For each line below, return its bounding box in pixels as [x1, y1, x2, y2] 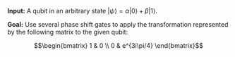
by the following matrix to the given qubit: [7, 28, 128, 36]
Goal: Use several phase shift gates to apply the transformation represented [7, 20, 229, 28]
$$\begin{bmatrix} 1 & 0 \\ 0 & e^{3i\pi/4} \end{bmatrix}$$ [34, 42, 203, 49]
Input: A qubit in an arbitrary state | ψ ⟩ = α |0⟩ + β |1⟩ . [7, 7, 157, 15]
